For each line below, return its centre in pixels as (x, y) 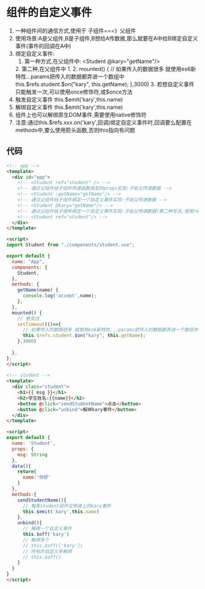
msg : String (32, 454)
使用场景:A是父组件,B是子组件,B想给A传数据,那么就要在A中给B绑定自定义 (106, 38)
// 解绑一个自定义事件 (47, 529)
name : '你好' (37, 478)
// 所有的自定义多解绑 (47, 551)
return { (27, 472)
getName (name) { (38, 290)
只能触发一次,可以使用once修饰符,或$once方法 (74, 92)
